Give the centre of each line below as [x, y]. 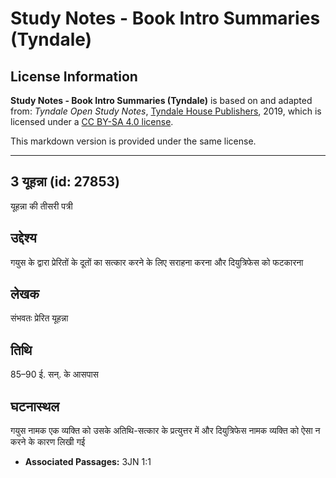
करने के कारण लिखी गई [48, 442]
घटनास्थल [35, 406]
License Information [74, 76]
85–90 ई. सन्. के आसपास [54, 374]
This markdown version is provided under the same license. [133, 141]
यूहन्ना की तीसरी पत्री [41, 206]
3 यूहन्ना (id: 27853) [65, 182]
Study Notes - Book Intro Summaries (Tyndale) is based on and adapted [161, 100]
